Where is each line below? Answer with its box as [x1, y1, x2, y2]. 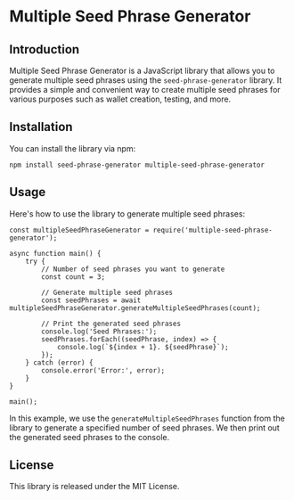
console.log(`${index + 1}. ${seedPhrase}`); [56, 342, 229, 351]
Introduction [9, 42, 80, 57]
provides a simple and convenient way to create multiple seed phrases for [9, 85, 281, 94]
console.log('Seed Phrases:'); [41, 327, 158, 336]
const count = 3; [41, 272, 105, 282]
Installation [9, 119, 73, 135]
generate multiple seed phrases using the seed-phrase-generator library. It [9, 75, 282, 86]
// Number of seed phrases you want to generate [41, 265, 225, 274]
